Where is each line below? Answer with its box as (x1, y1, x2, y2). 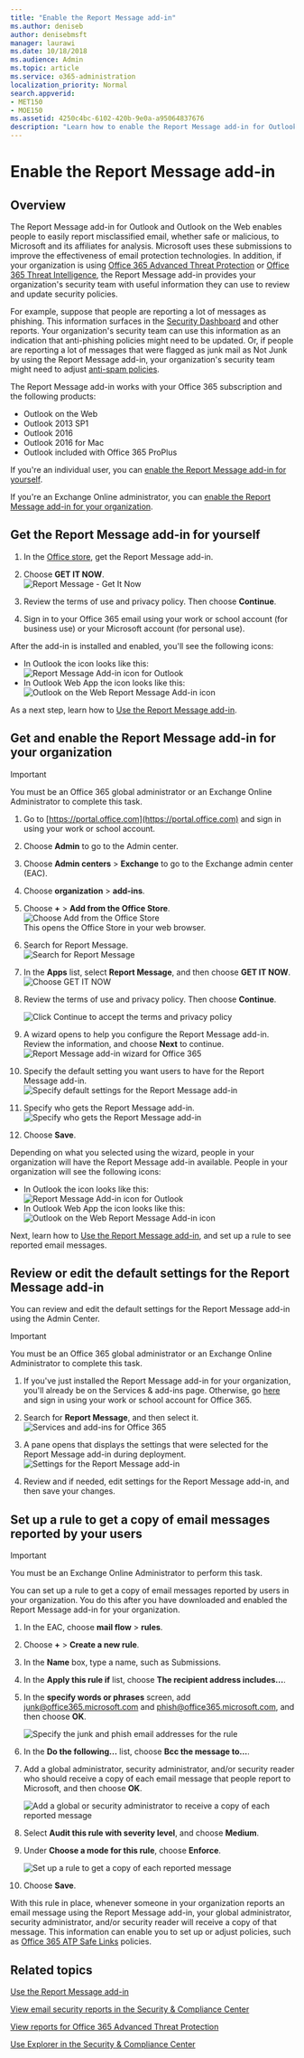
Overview (10, 197, 67, 212)
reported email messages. (10, 1240, 107, 1251)
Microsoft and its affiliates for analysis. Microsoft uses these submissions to (10, 241, 292, 251)
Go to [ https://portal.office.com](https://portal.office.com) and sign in (23, 813, 282, 824)
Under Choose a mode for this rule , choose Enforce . (23, 1846, 222, 1856)
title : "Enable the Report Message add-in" (10, 13, 177, 23)
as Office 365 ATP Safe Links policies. (10, 1936, 152, 1947)
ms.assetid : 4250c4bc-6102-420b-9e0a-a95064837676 (10, 114, 205, 123)
